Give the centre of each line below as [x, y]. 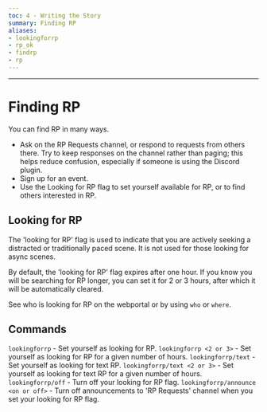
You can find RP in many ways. [59, 129]
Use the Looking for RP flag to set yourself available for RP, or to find [132, 186]
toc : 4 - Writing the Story [55, 16]
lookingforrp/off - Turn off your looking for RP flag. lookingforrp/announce [132, 383]
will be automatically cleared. [56, 288]
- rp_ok [21, 45]
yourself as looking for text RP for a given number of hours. [105, 374]
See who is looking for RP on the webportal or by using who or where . [120, 304]
